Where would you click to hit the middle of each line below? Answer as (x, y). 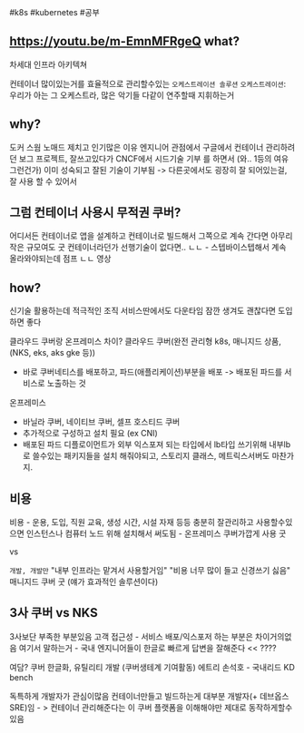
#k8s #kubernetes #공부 (54, 12)
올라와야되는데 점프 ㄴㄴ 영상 (60, 259)
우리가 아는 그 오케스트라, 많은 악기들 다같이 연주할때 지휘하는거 (122, 95)
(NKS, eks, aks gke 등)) (53, 353)
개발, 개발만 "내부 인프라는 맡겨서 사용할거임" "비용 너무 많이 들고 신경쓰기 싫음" (150, 571)
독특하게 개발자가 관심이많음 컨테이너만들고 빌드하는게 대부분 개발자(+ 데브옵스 (149, 696)
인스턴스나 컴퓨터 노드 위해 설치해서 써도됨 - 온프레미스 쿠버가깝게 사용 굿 (156, 533)
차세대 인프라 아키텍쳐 (49, 64)
